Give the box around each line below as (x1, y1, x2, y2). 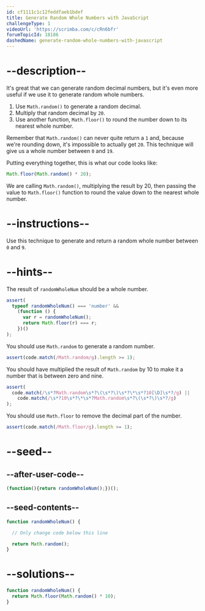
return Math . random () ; (12, 541, 70, 547)
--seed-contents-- (6, 502, 80, 513)
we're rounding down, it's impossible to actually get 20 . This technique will (6, 141, 194, 148)
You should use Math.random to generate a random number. (6, 342, 155, 350)
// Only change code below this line (12, 529, 108, 536)
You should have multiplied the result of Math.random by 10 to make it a (6, 365, 184, 373)
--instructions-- (6, 217, 90, 230)
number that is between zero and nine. (6, 372, 104, 379)
